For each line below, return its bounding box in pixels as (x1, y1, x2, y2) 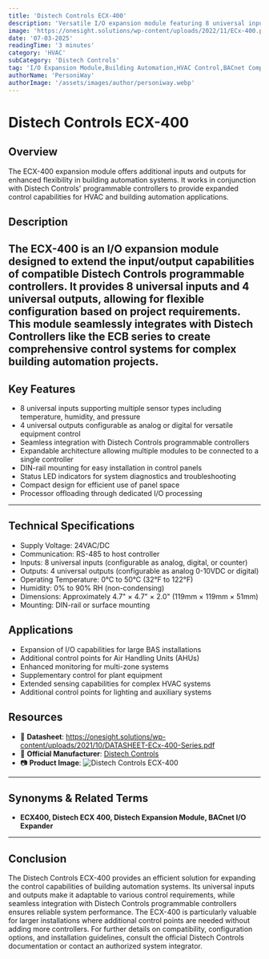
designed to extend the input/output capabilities (8, 255, 255, 268)
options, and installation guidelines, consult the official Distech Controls (8, 933, 244, 942)
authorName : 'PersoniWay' (8, 71, 94, 79)
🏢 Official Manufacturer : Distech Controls (19, 748, 159, 758)
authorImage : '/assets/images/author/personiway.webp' (8, 79, 195, 87)
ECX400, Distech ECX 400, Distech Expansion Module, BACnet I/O (19, 812, 247, 822)
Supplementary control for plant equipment (19, 670, 163, 679)
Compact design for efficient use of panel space (19, 480, 180, 490)
